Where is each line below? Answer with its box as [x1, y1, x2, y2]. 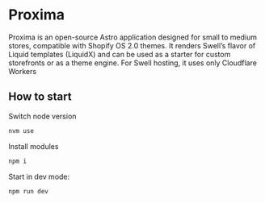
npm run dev [8, 187, 48, 195]
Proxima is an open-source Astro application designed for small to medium [8, 32, 257, 42]
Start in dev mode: [8, 172, 70, 181]
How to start [8, 90, 72, 104]
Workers [8, 66, 37, 76]
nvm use [8, 126, 35, 135]
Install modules [8, 141, 59, 151]
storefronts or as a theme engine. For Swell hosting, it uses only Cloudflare [8, 58, 257, 68]
